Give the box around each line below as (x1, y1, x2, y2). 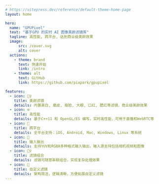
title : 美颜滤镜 (14, 98, 44, 103)
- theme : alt (14, 71, 41, 76)
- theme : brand (14, 57, 45, 62)
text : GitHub (18, 76, 45, 81)
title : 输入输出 (14, 139, 44, 144)
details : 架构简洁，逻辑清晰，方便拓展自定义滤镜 (14, 171, 104, 176)
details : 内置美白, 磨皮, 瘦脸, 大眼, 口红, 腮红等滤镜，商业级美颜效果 (14, 103, 148, 108)
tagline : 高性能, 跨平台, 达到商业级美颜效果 (9, 34, 94, 39)
